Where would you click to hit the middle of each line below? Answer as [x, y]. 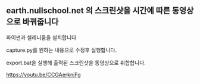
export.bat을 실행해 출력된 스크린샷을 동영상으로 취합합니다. [76, 63]
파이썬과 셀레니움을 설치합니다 [41, 37]
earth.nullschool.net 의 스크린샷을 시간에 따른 [88, 11]
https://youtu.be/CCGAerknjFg [43, 74]
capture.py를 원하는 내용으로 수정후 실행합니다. [62, 50]
